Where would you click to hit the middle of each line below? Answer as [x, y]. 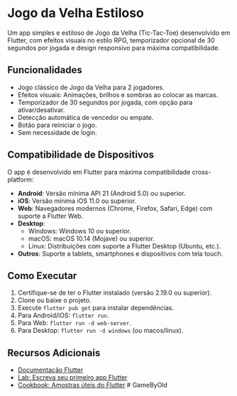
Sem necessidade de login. [57, 132]
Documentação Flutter [50, 370]
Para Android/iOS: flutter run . [63, 315]
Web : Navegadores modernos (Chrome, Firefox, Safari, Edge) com [115, 208]
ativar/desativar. [41, 110]
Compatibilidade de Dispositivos [81, 155]
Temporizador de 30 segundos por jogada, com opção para [105, 102]
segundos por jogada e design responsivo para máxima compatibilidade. [114, 48]
